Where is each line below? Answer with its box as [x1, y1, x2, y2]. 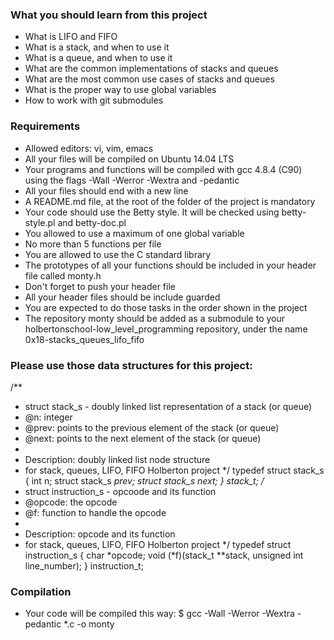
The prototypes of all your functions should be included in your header [24, 259, 317, 271]
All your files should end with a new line [24, 184, 189, 197]
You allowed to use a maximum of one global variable [24, 227, 245, 239]
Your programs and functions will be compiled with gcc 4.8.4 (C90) [24, 163, 303, 175]
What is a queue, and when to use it [24, 52, 173, 64]
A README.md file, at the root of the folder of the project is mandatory [24, 195, 316, 207]
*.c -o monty [63, 618, 115, 630]
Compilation [10, 584, 72, 598]
